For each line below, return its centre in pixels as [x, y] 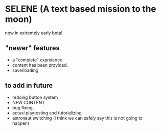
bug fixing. [23, 108]
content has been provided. [40, 65]
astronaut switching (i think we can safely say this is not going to [77, 118]
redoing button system [35, 97]
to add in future [29, 85]
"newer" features [32, 48]
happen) [21, 123]
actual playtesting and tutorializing [47, 112]
